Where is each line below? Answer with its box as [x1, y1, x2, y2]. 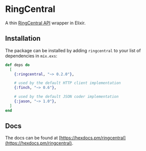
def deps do [5, 62, 30, 68]
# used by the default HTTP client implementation [14, 80, 121, 85]
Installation [5, 34, 41, 43]
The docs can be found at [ [5, 135, 61, 141]
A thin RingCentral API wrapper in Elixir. [5, 20, 86, 26]
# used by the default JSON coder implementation [14, 94, 119, 99]
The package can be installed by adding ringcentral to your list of [5, 47, 141, 53]
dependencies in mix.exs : [5, 53, 58, 59]
